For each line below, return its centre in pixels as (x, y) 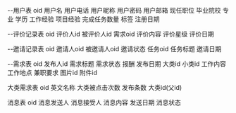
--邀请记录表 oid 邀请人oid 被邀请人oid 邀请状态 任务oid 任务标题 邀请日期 (114, 49)
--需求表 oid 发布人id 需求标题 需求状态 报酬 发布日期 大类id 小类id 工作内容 (117, 64)
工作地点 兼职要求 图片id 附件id (52, 73)
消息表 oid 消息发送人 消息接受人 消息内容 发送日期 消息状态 (94, 102)
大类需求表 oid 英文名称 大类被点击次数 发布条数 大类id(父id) (95, 87)
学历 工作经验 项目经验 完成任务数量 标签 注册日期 (87, 19)
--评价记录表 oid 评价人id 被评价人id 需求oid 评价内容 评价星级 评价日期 (111, 34)
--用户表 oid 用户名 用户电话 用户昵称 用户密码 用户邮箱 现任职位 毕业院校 (114, 10)
